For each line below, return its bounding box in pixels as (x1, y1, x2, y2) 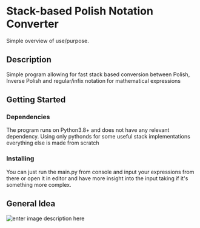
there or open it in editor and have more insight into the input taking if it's (6, 174, 188, 182)
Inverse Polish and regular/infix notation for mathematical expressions (6, 77, 181, 84)
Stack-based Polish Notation (6, 4, 153, 18)
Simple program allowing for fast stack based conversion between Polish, (6, 71, 190, 78)
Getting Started (6, 95, 66, 105)
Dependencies (6, 113, 50, 122)
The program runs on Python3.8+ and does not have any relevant (6, 126, 170, 134)
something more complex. (6, 181, 72, 188)
